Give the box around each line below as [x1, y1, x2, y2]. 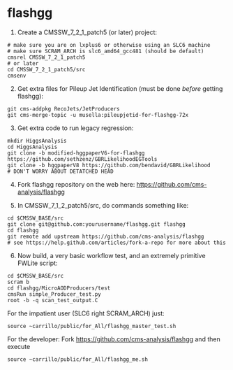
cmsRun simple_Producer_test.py [7, 290, 101, 298]
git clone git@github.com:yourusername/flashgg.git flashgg [7, 220, 186, 228]
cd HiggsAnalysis [7, 143, 58, 150]
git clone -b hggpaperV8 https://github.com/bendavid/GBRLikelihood [7, 162, 211, 169]
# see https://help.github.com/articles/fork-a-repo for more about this [7, 239, 227, 246]
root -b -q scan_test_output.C [7, 297, 98, 304]
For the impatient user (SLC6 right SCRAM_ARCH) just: [7, 309, 165, 318]
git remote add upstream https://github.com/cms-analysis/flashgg [7, 233, 204, 240]
